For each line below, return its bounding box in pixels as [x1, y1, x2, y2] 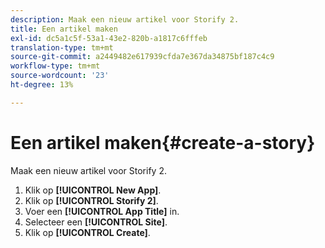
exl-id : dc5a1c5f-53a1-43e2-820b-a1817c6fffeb [10, 33, 208, 43]
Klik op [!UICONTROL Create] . [24, 226, 151, 238]
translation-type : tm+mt [10, 42, 114, 53]
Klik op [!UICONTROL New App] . [24, 184, 162, 196]
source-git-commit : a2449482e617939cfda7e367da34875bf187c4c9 [10, 52, 275, 62]
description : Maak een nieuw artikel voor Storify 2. [10, 14, 240, 25]
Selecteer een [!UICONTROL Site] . [24, 216, 168, 228]
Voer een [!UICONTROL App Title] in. [24, 205, 180, 217]
